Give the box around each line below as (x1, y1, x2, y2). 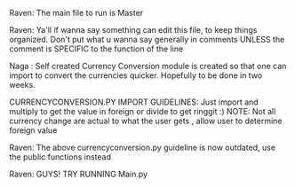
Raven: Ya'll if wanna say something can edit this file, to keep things (9, 25, 258, 35)
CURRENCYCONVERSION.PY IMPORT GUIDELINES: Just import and (9, 97, 259, 107)
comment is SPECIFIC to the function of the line (9, 43, 184, 54)
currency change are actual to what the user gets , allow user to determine (9, 115, 283, 126)
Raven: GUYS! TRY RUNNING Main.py (9, 168, 148, 179)
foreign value (9, 125, 58, 136)
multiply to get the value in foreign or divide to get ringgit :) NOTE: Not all (9, 106, 276, 116)
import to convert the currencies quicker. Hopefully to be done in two (9, 70, 263, 81)
